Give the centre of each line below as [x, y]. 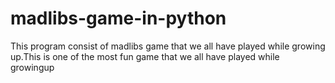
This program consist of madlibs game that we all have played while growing [168, 46]
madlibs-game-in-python [118, 18]
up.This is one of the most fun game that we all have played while [145, 56]
